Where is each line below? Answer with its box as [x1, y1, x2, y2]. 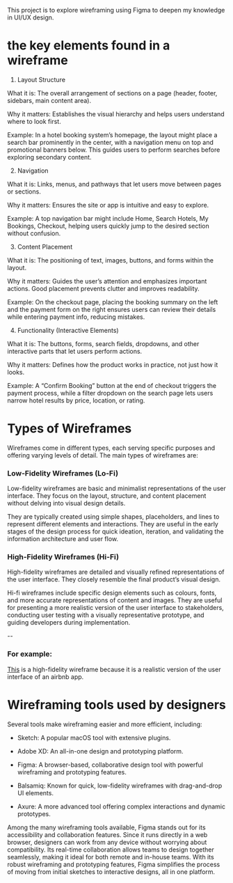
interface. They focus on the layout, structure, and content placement [7, 492, 207, 500]
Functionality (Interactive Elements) [17, 326, 120, 334]
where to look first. [7, 117, 61, 125]
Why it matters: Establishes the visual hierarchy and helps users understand [7, 109, 225, 118]
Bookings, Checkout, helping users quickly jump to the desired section [7, 221, 210, 230]
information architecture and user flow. [7, 535, 119, 543]
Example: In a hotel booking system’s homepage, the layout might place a [7, 130, 218, 139]
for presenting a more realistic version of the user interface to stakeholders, [7, 604, 224, 612]
